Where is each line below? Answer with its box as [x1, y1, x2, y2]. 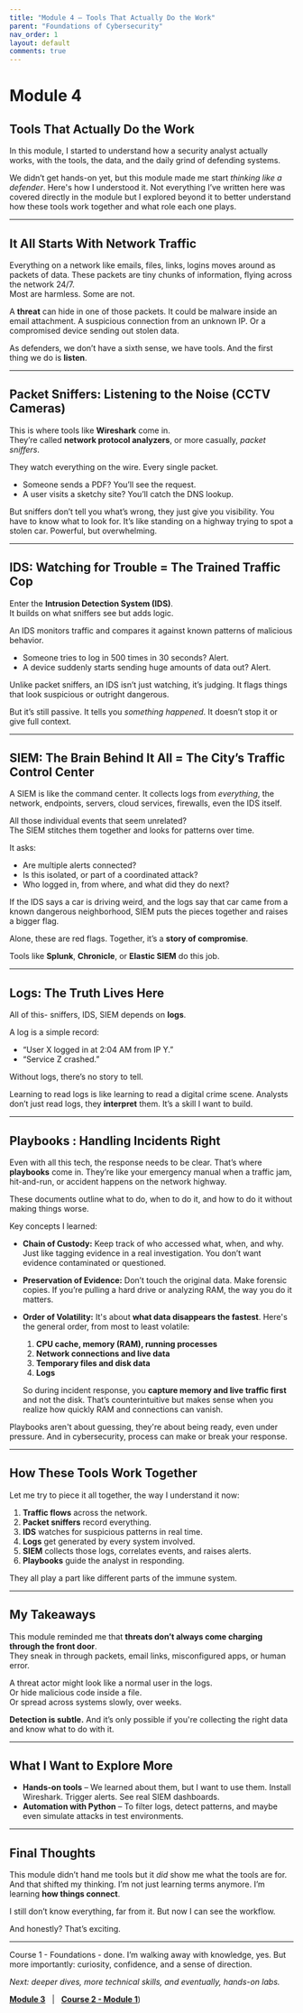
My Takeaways [9, 1607, 96, 1622]
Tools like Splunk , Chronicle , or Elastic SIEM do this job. [9, 951, 220, 962]
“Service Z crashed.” [22, 1054, 100, 1065]
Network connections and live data [35, 1348, 170, 1359]
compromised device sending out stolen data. [9, 325, 179, 336]
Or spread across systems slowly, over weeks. [9, 1696, 182, 1707]
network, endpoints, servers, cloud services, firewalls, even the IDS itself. [9, 798, 282, 808]
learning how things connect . [9, 1888, 121, 1899]
